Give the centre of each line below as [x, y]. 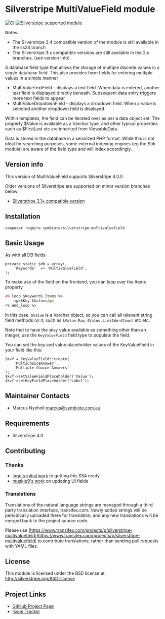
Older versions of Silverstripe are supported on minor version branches [78, 186]
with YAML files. [21, 546]
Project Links [26, 594]
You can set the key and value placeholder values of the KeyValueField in [80, 345]
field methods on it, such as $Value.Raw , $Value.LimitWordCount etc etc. [78, 320]
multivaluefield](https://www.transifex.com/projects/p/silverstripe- [73, 535]
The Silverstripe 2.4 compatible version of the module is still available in [85, 42]
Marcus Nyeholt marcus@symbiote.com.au [56, 408]
